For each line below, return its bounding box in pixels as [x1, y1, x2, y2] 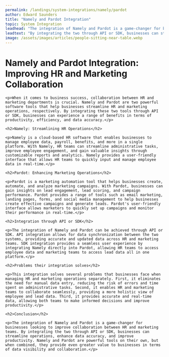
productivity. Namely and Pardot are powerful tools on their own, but [5, 338, 158, 343]
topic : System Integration [5, 21, 62, 27]
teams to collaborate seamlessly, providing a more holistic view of [5, 289, 154, 294]
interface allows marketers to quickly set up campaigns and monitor [5, 205, 154, 211]
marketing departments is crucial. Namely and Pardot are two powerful [5, 99, 158, 105]
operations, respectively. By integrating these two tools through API [5, 108, 158, 113]
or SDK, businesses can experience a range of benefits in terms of [5, 113, 152, 118]
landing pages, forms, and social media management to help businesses [5, 197, 158, 202]
